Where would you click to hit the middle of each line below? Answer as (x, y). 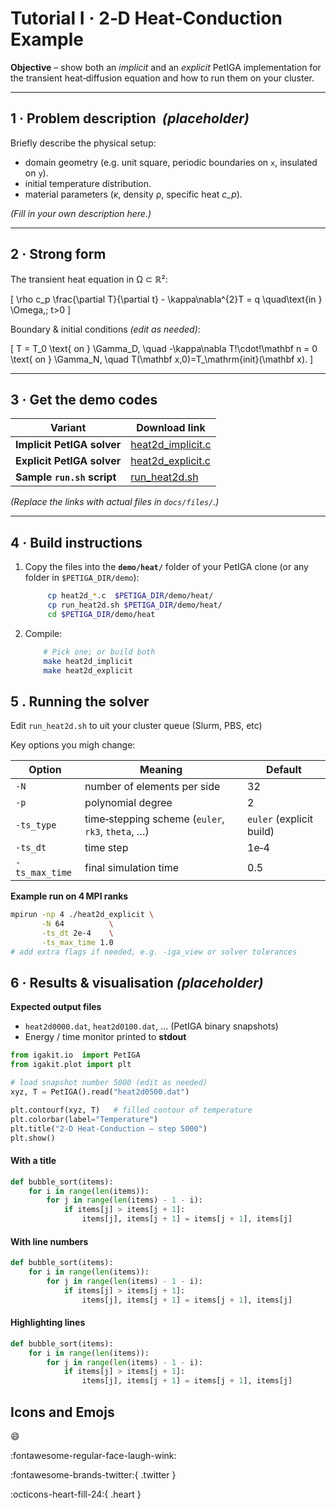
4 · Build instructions (76, 542)
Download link (171, 428)
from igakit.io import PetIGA (75, 1055)
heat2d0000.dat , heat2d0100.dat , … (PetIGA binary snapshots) (151, 1026)
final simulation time (132, 868)
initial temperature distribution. (88, 183)
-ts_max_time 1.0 (77, 942)
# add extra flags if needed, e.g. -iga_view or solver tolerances (154, 952)
